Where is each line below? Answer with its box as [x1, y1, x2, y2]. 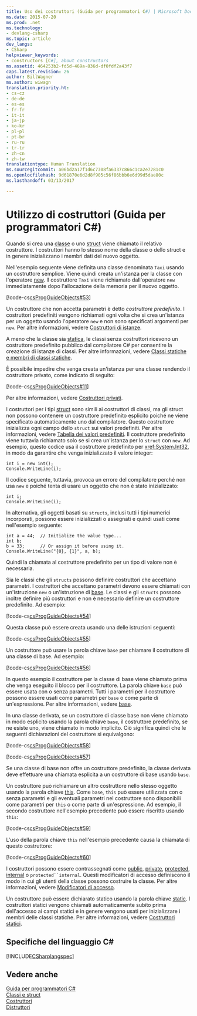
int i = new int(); [6, 460, 54, 466]
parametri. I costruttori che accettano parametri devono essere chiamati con [6, 582, 191, 590]
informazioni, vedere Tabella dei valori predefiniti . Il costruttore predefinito [6, 431, 186, 438]
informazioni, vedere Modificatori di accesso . [6, 883, 116, 890]
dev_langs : [6, 42, 33, 48]
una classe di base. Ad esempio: [6, 652, 85, 660]
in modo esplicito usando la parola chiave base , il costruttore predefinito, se [6, 718, 188, 725]
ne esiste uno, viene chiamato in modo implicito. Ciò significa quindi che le [6, 724, 186, 731]
